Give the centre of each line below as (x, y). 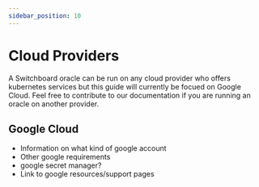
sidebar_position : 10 (45, 16)
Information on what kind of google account (93, 148)
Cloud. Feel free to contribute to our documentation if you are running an (129, 95)
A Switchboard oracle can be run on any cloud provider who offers (119, 78)
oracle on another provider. (54, 104)
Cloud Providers (64, 55)
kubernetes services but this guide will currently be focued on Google (125, 86)
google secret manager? (61, 165)
